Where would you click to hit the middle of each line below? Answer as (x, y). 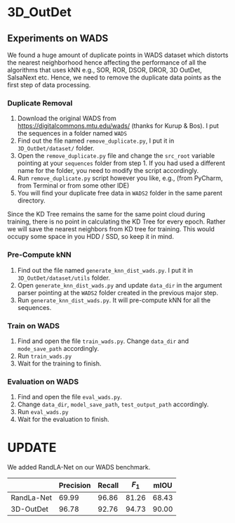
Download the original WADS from (67, 118)
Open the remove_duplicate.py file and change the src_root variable (116, 156)
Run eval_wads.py (43, 412)
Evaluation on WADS (43, 382)
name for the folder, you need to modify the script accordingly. (108, 171)
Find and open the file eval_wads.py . (70, 397)
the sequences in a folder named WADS (72, 134)
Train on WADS (34, 325)
